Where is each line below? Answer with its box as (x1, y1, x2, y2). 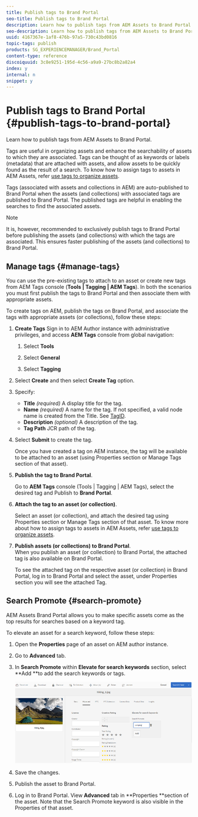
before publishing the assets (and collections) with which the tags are (6, 232, 176, 239)
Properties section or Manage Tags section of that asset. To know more (14, 519, 189, 525)
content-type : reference (6, 53, 67, 59)
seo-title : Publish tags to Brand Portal (6, 15, 110, 22)
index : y (6, 65, 28, 71)
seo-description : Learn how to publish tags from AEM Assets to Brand (6, 28, 183, 34)
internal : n (6, 71, 35, 78)
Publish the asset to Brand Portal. (14, 780, 96, 788)
